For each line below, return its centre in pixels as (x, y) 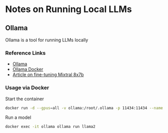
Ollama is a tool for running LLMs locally (47, 40)
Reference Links (26, 53)
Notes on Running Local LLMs (69, 9)
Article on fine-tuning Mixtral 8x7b (48, 75)
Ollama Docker (28, 70)
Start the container (25, 99)
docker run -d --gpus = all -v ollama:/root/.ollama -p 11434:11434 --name (84, 108)
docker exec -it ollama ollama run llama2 (50, 127)
